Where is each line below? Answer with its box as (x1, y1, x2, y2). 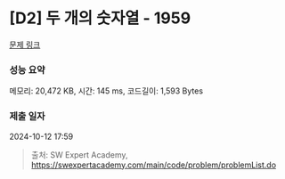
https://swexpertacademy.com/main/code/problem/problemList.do (30, 159, 277, 170)
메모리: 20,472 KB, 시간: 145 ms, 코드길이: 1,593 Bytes (9, 85, 203, 96)
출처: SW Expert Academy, (30, 149, 128, 160)
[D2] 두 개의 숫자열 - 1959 (9, 8, 191, 28)
